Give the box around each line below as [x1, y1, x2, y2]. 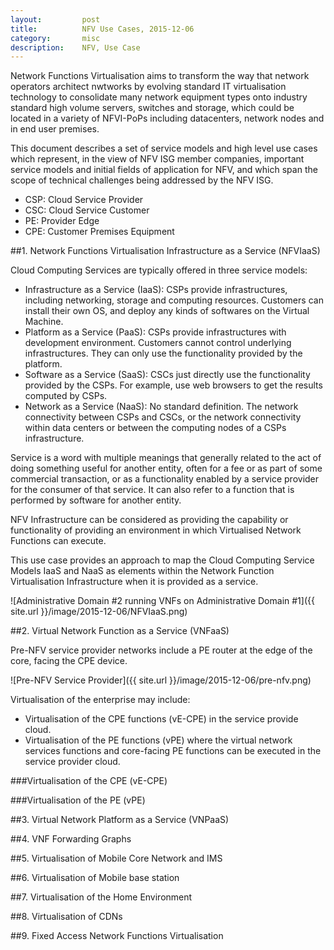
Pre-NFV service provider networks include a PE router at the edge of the [10, 644, 313, 656]
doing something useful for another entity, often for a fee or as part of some [10, 462, 323, 475]
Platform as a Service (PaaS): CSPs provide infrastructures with [24, 326, 287, 338]
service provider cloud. [24, 756, 121, 768]
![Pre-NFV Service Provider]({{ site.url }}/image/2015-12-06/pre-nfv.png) [10, 674, 312, 686]
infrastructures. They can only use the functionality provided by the [24, 347, 303, 360]
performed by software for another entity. [10, 494, 182, 506]
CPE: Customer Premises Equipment [24, 226, 175, 238]
